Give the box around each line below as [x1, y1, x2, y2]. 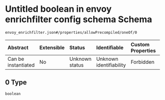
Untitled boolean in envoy [5, 3, 112, 15]
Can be [7, 55, 25, 62]
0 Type [5, 78, 27, 87]
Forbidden [131, 58, 155, 65]
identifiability [96, 61, 126, 68]
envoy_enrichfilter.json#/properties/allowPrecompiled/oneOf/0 [5, 30, 137, 35]
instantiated [7, 61, 35, 68]
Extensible [39, 44, 65, 51]
